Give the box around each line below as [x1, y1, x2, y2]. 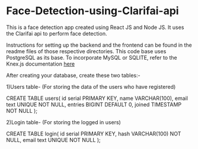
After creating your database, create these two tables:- [6, 72, 140, 79]
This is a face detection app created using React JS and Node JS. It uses [6, 24, 184, 31]
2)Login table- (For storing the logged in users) [6, 118, 122, 125]
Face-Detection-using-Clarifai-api [6, 4, 179, 18]
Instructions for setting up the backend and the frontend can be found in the [6, 41, 193, 48]
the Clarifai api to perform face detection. [6, 30, 107, 37]
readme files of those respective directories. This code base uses [6, 47, 167, 54]
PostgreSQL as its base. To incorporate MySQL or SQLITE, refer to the [6, 54, 177, 61]
